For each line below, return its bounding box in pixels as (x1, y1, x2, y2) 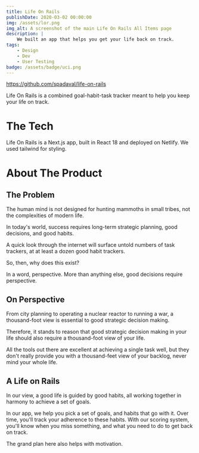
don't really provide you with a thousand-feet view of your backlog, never (6, 352, 187, 359)
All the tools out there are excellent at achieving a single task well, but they (6, 346, 189, 353)
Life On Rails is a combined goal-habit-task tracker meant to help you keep (6, 92, 190, 99)
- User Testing (17, 58, 55, 64)
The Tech (6, 119, 54, 133)
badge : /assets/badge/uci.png (6, 64, 82, 70)
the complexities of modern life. (6, 212, 85, 219)
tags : (6, 42, 20, 48)
